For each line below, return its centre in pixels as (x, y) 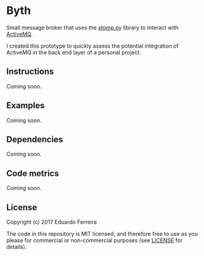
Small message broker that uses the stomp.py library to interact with (93, 27)
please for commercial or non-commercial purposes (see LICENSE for (94, 240)
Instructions (30, 72)
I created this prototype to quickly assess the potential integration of (93, 46)
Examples (25, 105)
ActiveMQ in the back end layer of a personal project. (74, 52)
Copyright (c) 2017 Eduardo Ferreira (51, 222)
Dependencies (35, 139)
